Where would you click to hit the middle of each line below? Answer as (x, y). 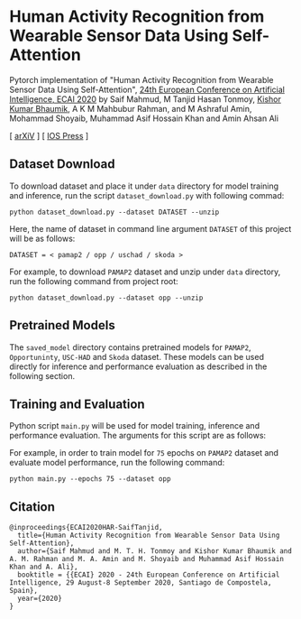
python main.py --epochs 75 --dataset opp (90, 479)
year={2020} (40, 599)
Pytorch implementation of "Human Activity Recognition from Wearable (141, 79)
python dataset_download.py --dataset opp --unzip (106, 298)
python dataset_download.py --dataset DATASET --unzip (114, 212)
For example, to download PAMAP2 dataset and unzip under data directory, (145, 272)
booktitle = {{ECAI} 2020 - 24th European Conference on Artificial (149, 575)
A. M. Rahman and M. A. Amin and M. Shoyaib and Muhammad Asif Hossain (146, 559)
